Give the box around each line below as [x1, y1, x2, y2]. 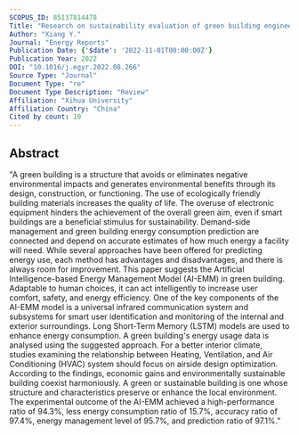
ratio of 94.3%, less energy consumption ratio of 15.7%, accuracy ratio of [9, 406, 279, 416]
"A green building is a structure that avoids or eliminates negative [9, 168, 248, 179]
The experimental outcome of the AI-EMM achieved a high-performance [9, 396, 275, 406]
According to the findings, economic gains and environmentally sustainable [9, 367, 286, 379]
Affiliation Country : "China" [9, 104, 122, 113]
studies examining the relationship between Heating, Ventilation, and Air [9, 349, 273, 359]
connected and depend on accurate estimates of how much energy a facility [9, 235, 289, 246]
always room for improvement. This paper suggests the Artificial [9, 264, 245, 275]
